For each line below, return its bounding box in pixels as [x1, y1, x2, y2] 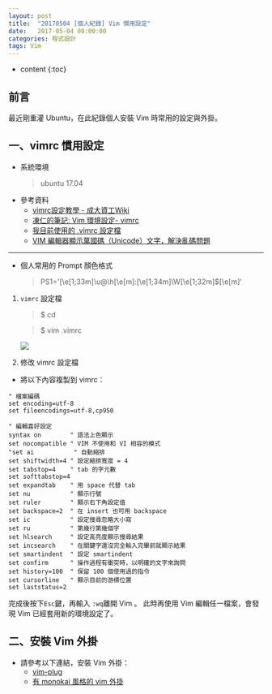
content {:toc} [19, 64, 67, 74]
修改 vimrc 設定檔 [19, 357, 79, 367]
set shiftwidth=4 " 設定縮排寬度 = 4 [8, 456, 128, 465]
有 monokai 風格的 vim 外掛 [32, 676, 124, 686]
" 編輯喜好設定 [8, 422, 53, 430]
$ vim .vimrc [40, 325, 83, 335]
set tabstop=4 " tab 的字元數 [8, 465, 117, 473]
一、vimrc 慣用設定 [8, 139, 104, 153]
